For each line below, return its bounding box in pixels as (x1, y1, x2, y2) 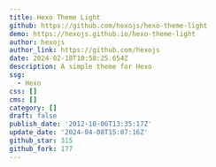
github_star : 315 (9, 136, 73, 145)
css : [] (9, 87, 38, 95)
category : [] (9, 103, 58, 112)
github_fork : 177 (9, 144, 73, 153)
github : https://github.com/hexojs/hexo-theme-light (9, 21, 208, 30)
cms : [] (9, 95, 38, 104)
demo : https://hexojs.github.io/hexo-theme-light (9, 29, 197, 38)
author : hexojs (9, 37, 66, 47)
